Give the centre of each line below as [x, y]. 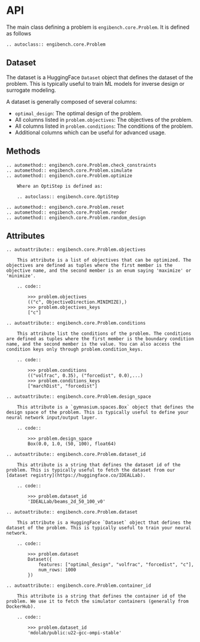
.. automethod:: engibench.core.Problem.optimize [69, 175]
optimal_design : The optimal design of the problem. [78, 113]
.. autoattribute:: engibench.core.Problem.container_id [79, 586]
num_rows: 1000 [57, 570]
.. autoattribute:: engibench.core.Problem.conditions [76, 323]
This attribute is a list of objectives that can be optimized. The [104, 260]
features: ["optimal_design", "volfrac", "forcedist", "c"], [116, 565]
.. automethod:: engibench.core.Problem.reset [65, 207]
